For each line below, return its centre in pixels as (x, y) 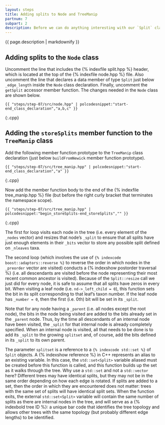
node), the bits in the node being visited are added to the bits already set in (81, 314)
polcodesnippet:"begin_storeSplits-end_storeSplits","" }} (67, 213)
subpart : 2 (16, 23)
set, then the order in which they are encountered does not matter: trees (78, 386)
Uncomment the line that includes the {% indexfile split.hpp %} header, (77, 69)
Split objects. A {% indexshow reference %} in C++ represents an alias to (80, 355)
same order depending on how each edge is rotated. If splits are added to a (82, 381)
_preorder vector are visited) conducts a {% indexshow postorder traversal (81, 268)
